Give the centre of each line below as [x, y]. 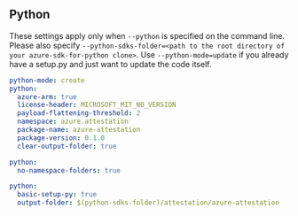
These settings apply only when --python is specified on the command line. [147, 35]
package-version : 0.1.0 [61, 138]
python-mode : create [47, 80]
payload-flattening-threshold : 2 [79, 113]
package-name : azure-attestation [79, 130]
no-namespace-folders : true [69, 170]
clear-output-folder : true [67, 146]
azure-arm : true [47, 96]
